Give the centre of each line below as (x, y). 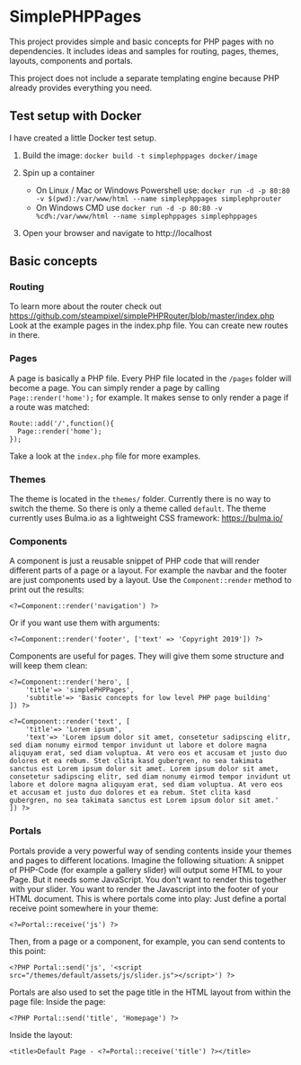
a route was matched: (49, 406)
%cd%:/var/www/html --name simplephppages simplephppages (146, 216)
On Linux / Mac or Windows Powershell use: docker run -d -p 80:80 (163, 190)
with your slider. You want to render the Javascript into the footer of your (144, 888)
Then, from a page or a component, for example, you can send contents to (147, 941)
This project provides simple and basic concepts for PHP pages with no (142, 41)
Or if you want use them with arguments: (84, 623)
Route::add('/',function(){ (62, 423)
